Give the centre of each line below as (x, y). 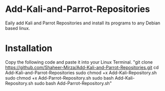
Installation (29, 48)
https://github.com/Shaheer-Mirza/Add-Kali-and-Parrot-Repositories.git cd (82, 67)
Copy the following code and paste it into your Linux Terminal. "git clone (79, 62)
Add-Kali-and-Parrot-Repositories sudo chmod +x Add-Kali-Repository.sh (81, 73)
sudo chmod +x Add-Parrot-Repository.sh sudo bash (60, 78)
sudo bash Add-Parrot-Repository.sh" (73, 83)
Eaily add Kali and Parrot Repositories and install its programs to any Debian (83, 23)
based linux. (18, 28)
